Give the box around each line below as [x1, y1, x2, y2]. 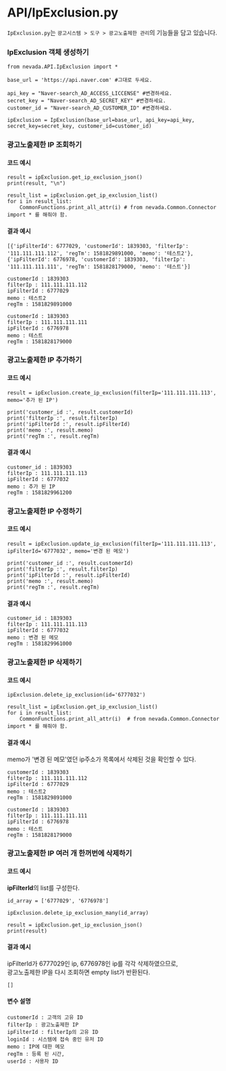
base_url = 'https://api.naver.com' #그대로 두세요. [7, 77, 152, 84]
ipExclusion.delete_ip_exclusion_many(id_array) [7, 909, 149, 916]
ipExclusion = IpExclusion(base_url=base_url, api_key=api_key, [7, 117, 195, 124]
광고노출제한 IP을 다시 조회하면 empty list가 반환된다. [7, 968, 150, 976]
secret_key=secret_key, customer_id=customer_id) [7, 123, 152, 130]
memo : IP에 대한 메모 [7, 1043, 65, 1050]
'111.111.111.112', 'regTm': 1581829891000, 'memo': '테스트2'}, [7, 250, 194, 257]
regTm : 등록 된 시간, [7, 1051, 65, 1058]
